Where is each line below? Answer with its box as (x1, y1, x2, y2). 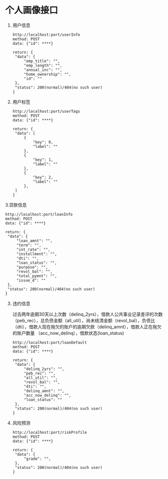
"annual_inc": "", (24, 67, 63, 72)
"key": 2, (33, 174, 54, 180)
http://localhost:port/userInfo (12, 32, 80, 37)
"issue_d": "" (16, 277, 46, 283)
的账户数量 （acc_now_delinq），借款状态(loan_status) (12, 330, 124, 336)
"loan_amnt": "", (16, 238, 53, 243)
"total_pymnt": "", (16, 273, 57, 278)
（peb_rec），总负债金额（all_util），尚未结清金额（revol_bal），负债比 (12, 317, 155, 323)
